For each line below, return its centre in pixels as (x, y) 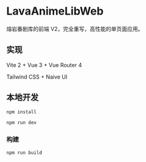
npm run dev (21, 123)
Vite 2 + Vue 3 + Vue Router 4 (44, 65)
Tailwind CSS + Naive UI (37, 77)
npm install (21, 112)
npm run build (24, 153)
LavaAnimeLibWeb (55, 11)
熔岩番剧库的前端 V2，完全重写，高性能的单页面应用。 (75, 29)
